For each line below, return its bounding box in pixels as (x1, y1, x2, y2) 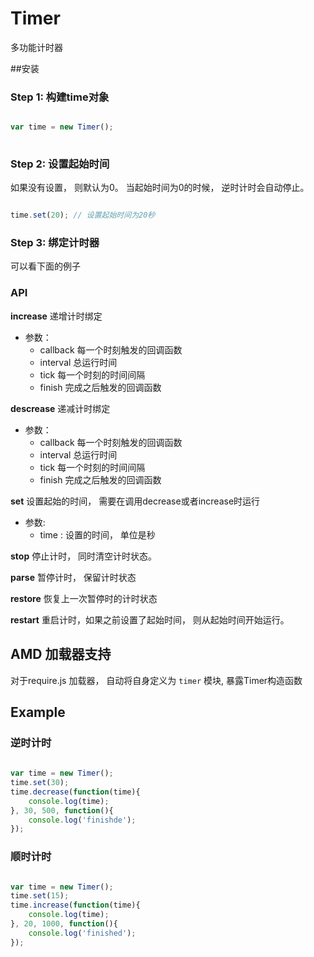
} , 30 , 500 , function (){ (10, 805, 114, 816)
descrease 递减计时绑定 (10, 402, 111, 414)
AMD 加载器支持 (10, 646, 112, 663)
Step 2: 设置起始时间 (10, 157, 110, 171)
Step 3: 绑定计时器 (10, 236, 100, 250)
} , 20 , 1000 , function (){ (10, 919, 118, 929)
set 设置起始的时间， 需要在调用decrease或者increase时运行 (10, 495, 261, 507)
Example (10, 703, 66, 721)
